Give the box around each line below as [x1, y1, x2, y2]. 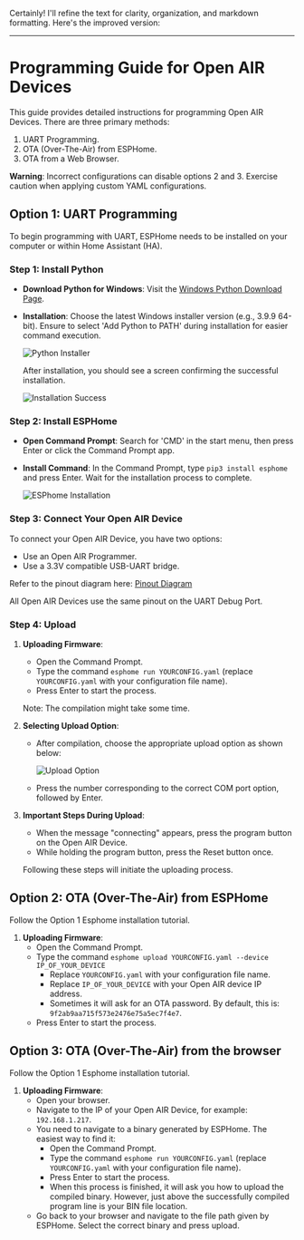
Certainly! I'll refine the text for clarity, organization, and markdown [9, 8, 260, 18]
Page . [22, 294, 45, 305]
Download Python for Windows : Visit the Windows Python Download [22, 284, 282, 295]
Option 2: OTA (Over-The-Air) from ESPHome [9, 890, 269, 906]
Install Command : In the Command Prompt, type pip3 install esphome [22, 462, 288, 474]
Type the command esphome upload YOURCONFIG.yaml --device [35, 951, 270, 962]
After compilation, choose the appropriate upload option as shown [35, 738, 283, 749]
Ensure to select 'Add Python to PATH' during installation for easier [39, 321, 289, 332]
